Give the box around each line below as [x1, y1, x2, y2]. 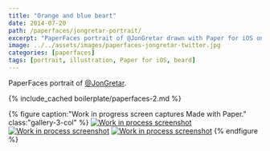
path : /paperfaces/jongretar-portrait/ [8, 26, 142, 34]
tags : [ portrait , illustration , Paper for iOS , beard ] [8, 57, 196, 65]
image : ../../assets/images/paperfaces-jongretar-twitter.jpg [8, 42, 221, 50]
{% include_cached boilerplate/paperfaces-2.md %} [8, 93, 182, 103]
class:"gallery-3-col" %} [8, 117, 89, 127]
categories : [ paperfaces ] [8, 49, 95, 57]
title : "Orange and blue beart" [8, 11, 117, 20]
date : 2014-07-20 [8, 19, 67, 27]
